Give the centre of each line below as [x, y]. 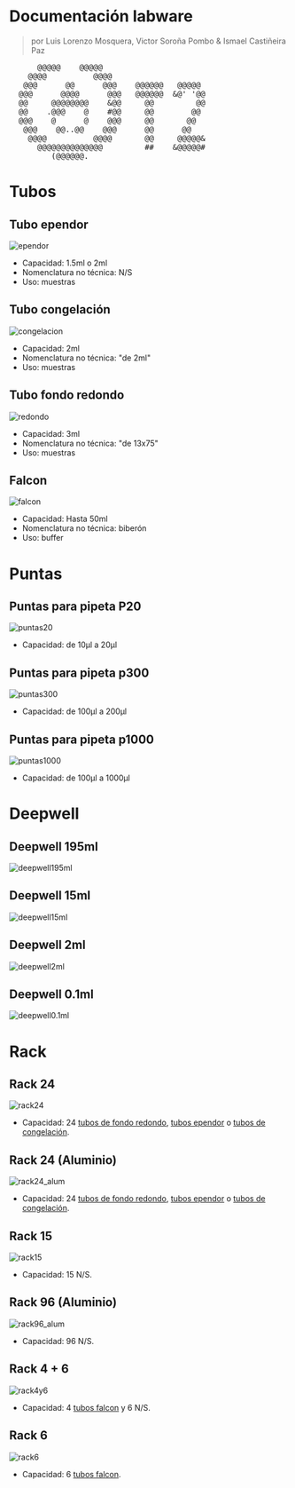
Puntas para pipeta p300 [79, 673]
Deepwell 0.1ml [52, 995]
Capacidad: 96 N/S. [58, 1341]
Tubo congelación [60, 309]
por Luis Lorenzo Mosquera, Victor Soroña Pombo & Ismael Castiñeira [158, 41]
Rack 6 [29, 1436]
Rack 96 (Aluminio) [63, 1302]
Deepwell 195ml [54, 847]
